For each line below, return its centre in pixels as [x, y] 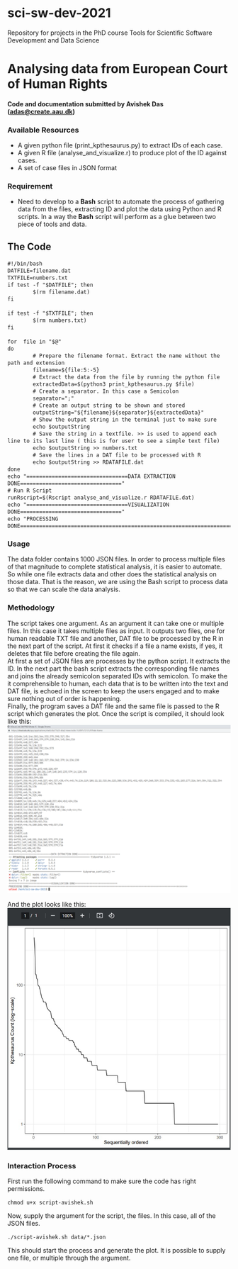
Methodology [31, 608]
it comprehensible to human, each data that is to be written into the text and [118, 683]
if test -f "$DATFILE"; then [50, 285]
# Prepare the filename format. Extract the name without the [126, 356]
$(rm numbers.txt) [60, 320]
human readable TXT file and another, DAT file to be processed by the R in [116, 638]
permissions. [26, 1189]
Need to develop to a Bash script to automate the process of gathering [121, 202]
